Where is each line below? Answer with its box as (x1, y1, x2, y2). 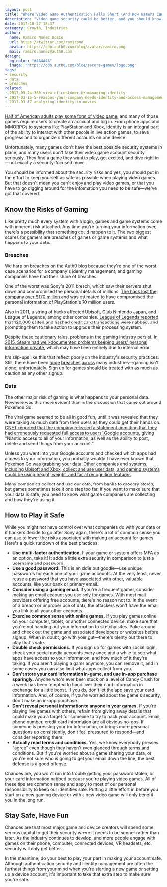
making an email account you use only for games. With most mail (12, 592, 146, 598)
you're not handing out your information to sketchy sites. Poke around (12, 624, 156, 630)
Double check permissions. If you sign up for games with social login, (12, 645, 157, 651)
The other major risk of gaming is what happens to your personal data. (5, 394, 150, 400)
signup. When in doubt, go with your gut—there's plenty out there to (12, 634, 153, 640)
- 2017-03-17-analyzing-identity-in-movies (5, 100, 97, 105)
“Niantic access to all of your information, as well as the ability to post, (5, 435, 149, 441)
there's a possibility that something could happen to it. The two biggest (5, 229, 151, 235)
